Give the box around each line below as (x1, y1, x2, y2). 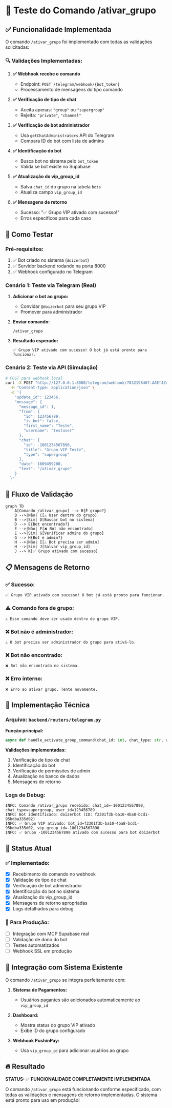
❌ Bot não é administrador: (5, 628, 73, 635)
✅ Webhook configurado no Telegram (12, 268, 93, 275)
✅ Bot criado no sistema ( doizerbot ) (12, 257, 90, 263)
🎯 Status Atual (5, 844, 52, 852)
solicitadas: (5, 44, 30, 50)
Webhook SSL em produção (12, 948, 72, 954)
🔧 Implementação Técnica (5, 701, 90, 709)
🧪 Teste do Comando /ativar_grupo (5, 5, 157, 16)
